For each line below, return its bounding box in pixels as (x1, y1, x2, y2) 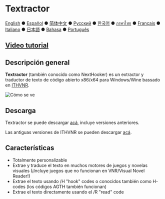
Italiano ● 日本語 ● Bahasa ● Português (5, 26, 89, 32)
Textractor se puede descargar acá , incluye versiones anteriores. (5, 119, 139, 125)
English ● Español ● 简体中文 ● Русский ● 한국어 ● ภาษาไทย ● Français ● (5, 20, 161, 26)
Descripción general (5, 58, 70, 66)
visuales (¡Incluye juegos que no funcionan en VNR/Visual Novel (12, 167, 145, 173)
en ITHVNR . (5, 82, 29, 88)
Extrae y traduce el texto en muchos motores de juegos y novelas (12, 162, 148, 168)
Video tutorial (5, 41, 49, 50)
